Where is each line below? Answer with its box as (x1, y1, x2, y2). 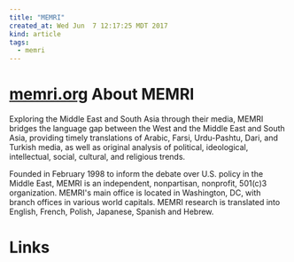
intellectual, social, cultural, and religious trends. (9, 152, 186, 163)
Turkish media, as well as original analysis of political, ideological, (9, 142, 249, 153)
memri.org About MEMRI (9, 84, 195, 105)
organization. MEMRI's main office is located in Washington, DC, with (9, 187, 261, 198)
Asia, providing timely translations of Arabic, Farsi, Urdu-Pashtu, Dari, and (9, 132, 279, 143)
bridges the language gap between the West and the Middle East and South (9, 123, 285, 134)
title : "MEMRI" (9, 12, 66, 22)
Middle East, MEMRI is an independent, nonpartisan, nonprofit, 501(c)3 (9, 179, 267, 189)
